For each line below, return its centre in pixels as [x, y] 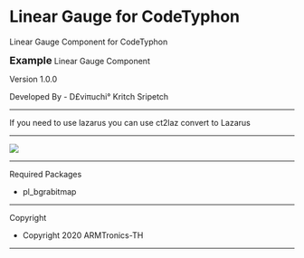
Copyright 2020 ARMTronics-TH [83, 235]
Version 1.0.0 [33, 79]
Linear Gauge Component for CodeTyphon [89, 42]
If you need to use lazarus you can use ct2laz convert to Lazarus [130, 122]
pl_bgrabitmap [49, 191]
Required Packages [46, 174]
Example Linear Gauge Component [80, 60]
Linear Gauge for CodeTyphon [125, 17]
